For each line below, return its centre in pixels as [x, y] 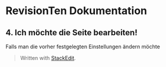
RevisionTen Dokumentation [76, 11]
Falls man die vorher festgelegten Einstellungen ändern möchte [83, 46]
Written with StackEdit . [48, 58]
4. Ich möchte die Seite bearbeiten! [71, 33]
